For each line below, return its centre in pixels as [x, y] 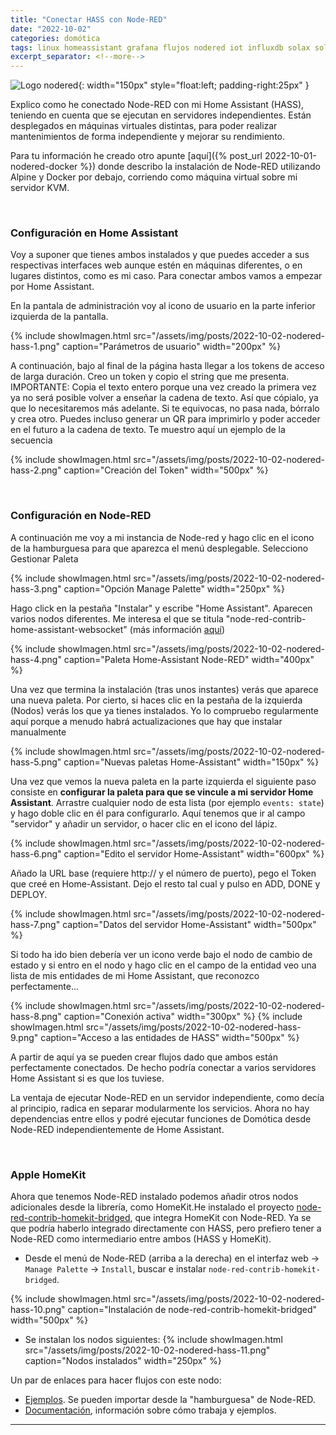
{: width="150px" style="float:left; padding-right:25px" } [194, 85]
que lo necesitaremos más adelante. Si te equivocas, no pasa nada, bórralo [165, 408]
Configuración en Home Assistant [94, 233]
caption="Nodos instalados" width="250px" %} [123, 1361]
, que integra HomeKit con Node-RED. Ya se [220, 1218]
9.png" [24, 1037]
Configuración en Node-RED [81, 516]
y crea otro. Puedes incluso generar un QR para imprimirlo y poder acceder [165, 419]
